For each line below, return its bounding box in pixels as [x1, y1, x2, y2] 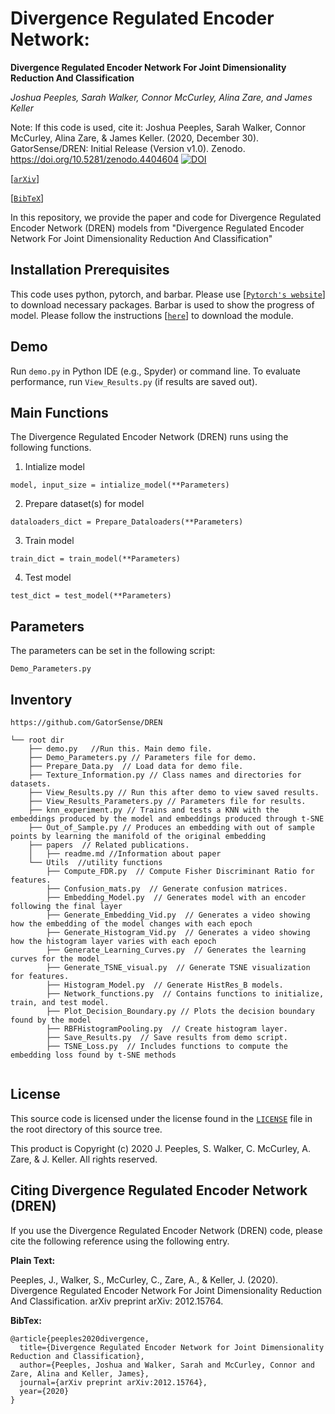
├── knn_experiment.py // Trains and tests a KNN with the [28, 805, 280, 815]
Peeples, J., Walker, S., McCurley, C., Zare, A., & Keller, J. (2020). [10, 1273, 279, 1286]
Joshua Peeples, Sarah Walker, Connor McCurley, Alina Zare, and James [10, 91, 313, 103]
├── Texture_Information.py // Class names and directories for [28, 770, 302, 780]
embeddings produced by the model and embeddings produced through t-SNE [10, 814, 325, 824]
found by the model [10, 1015, 92, 1025]
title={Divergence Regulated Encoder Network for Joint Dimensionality [19, 1342, 325, 1352]
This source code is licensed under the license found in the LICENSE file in [10, 1112, 313, 1124]
